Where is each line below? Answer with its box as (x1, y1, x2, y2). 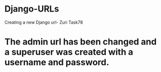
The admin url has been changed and (4, 36, 157, 47)
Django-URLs (4, 3, 59, 14)
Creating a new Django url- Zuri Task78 (4, 19, 83, 25)
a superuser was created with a (4, 47, 133, 58)
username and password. (4, 57, 109, 68)
